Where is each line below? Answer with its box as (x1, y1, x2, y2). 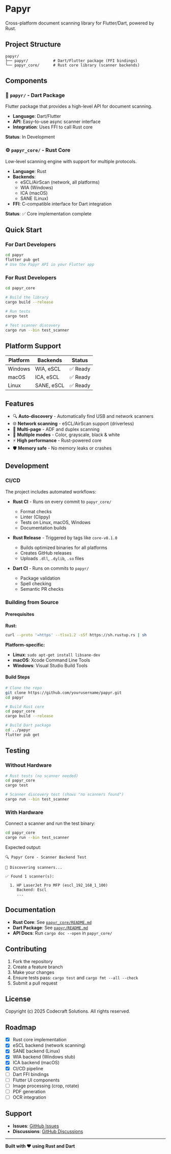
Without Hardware (5, 762, 52, 769)
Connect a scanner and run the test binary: (5, 820, 96, 826)
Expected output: (5, 844, 42, 850)
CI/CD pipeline (12, 1065, 43, 1071)
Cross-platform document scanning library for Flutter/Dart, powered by (5, 20, 154, 26)
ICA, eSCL (35, 373, 60, 381)
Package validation (20, 575, 61, 581)
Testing (5, 746, 30, 755)
